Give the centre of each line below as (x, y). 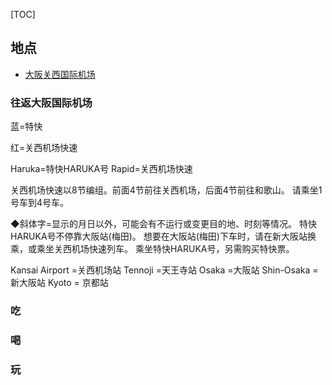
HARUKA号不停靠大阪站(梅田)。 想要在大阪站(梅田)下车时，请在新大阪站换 (163, 236)
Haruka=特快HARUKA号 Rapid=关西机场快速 (101, 169)
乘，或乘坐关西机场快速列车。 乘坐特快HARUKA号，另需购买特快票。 (152, 249)
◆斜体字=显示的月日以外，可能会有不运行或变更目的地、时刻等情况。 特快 (163, 224)
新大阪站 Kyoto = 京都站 (59, 283)
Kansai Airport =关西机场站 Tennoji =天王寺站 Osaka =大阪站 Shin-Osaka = (164, 270)
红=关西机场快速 (44, 148)
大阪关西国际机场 (60, 74)
